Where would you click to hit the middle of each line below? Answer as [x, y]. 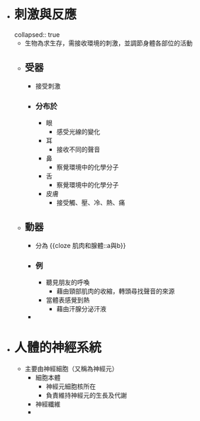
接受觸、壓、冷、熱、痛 [91, 203]
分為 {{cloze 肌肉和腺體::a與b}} [80, 245]
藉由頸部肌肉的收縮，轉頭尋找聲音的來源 [116, 291]
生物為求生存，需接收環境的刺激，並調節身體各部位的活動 [109, 43]
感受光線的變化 [78, 132]
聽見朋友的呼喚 [68, 282]
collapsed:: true [37, 34]
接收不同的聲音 [78, 150]
